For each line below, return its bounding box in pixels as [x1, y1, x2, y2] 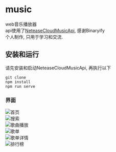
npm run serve [5, 84, 36, 89]
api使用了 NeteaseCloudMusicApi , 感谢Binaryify [5, 27, 105, 34]
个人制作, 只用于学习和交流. [5, 34, 63, 40]
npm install [5, 79, 31, 85]
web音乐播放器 [5, 21, 37, 27]
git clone [5, 75, 27, 80]
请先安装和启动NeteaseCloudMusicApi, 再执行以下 [5, 65, 111, 71]
